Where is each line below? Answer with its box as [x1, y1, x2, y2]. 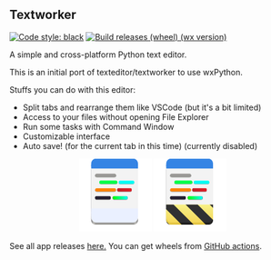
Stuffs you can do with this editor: [9, 84, 136, 95]
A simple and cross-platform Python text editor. [9, 49, 187, 60]
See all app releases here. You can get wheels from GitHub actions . [9, 240, 262, 251]
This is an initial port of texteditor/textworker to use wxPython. [9, 66, 244, 77]
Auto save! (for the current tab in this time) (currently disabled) [22, 140, 257, 151]
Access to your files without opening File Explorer [22, 111, 209, 122]
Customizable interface [22, 131, 111, 142]
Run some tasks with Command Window [22, 121, 175, 132]
